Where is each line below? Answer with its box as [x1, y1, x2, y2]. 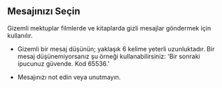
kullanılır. [7, 31, 33, 39]
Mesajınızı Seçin [7, 6, 81, 17]
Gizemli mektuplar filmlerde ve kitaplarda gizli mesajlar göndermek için [7, 24, 211, 32]
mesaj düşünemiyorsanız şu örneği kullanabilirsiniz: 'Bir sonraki [17, 52, 201, 60]
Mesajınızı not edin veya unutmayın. [17, 73, 121, 81]
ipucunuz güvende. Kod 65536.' [17, 59, 110, 68]
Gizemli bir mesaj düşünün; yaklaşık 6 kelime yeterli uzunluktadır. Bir [17, 44, 215, 53]
